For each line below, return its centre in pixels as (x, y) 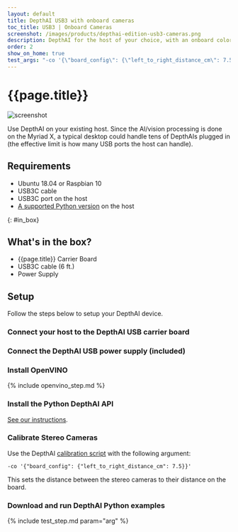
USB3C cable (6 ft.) (46, 266)
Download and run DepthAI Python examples (86, 505)
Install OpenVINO (38, 370)
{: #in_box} (23, 219)
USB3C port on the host (52, 198)
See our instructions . (38, 419)
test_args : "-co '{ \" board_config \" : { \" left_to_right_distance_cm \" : (114, 60)
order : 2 (20, 47)
